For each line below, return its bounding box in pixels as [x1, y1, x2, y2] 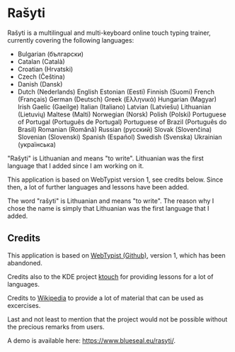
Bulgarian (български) [17, 50, 84, 58]
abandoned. [7, 258, 42, 267]
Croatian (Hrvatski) [17, 65, 74, 73]
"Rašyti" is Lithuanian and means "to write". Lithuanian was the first [7, 154, 204, 163]
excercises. [7, 301, 41, 309]
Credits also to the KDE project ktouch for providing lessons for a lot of [7, 272, 214, 281]
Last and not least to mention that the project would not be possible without [7, 314, 228, 324]
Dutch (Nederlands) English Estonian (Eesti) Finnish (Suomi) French [17, 87, 214, 96]
